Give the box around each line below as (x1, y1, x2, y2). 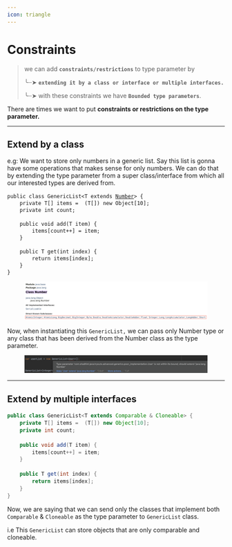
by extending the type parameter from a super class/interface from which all (7, 171, 224, 180)
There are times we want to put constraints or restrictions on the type (7, 104, 209, 113)
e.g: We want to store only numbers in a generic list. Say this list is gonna (7, 157, 215, 165)
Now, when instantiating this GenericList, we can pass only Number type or (7, 327, 224, 335)
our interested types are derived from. (7, 179, 116, 187)
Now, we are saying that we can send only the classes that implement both (7, 505, 220, 513)
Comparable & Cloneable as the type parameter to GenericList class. (7, 512, 199, 521)
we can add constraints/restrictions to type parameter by (23, 64, 195, 73)
